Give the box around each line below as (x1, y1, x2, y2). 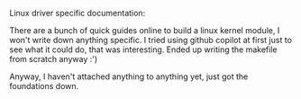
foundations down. (9, 81, 79, 91)
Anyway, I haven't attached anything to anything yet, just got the (9, 71, 249, 82)
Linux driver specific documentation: (9, 8, 146, 18)
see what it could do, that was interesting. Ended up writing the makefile (9, 44, 278, 55)
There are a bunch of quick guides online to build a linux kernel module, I (9, 25, 280, 35)
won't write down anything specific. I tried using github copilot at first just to (9, 35, 293, 45)
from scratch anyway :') (9, 54, 98, 64)
